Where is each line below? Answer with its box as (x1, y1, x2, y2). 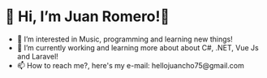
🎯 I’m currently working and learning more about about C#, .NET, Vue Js (16, 42, 259, 52)
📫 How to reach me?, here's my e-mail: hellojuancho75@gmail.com (16, 60, 244, 70)
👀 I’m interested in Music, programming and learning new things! (16, 34, 234, 44)
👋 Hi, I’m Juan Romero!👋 (5, 7, 170, 26)
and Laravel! (16, 51, 59, 61)
